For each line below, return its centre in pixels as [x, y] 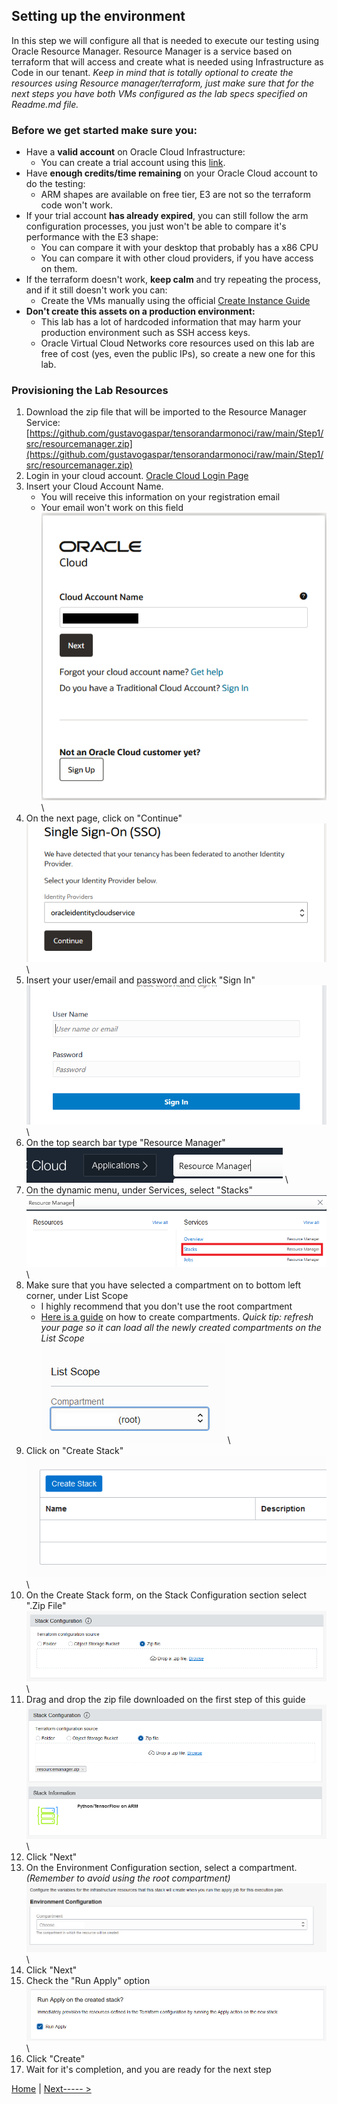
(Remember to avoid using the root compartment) [128, 1878]
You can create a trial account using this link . [133, 163]
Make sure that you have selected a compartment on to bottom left [163, 1285]
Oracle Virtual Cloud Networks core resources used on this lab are [177, 343]
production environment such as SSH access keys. [145, 333]
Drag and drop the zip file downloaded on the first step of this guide [165, 1700]
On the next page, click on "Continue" [104, 818]
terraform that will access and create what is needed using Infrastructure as [167, 61]
